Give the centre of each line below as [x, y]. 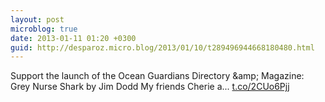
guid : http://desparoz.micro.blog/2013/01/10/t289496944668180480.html [162, 47]
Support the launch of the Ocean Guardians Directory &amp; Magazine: [157, 76]
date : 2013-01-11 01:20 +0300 [73, 38]
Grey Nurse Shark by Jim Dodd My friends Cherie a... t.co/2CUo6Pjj [150, 87]
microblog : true [44, 29]
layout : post [37, 19]
